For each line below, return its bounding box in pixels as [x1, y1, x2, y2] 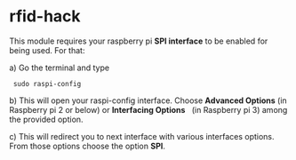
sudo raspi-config [12, 79, 82, 88]
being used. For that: [9, 44, 85, 55]
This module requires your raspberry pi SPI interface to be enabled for [9, 36, 268, 46]
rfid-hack [9, 6, 82, 27]
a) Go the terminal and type [9, 62, 109, 73]
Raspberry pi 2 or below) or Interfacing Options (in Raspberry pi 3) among [9, 104, 288, 115]
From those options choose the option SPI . [9, 140, 166, 151]
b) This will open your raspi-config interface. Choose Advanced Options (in [9, 95, 287, 106]
